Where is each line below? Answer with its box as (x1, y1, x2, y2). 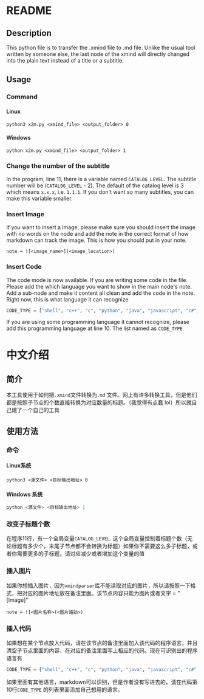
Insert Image (6, 210, 44, 218)
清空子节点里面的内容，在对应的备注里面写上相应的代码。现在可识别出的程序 (6, 647, 198, 654)
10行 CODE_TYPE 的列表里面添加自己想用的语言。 (6, 686, 123, 693)
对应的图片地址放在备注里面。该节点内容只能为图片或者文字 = (22, 589, 177, 596)
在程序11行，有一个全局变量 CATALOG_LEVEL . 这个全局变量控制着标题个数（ (6, 535, 188, 542)
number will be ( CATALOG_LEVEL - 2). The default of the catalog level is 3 (6, 182, 184, 189)
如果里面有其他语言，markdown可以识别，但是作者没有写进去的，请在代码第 (6, 678, 198, 686)
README (6, 4, 52, 18)
